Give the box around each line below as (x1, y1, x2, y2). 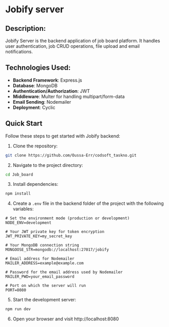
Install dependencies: (12, 181, 59, 187)
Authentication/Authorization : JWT (12, 88, 90, 94)
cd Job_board (5, 172, 33, 177)
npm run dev (5, 306, 31, 312)
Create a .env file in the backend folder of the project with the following (12, 200, 164, 206)
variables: (12, 206, 34, 212)
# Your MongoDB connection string (5, 243, 80, 248)
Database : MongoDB (12, 82, 58, 88)
